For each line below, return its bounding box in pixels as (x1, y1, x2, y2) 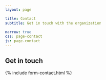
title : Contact (5, 16, 36, 21)
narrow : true (5, 29, 32, 34)
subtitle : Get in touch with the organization (5, 21, 102, 26)
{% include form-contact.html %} (5, 70, 72, 76)
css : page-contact (5, 34, 42, 39)
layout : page (5, 7, 32, 12)
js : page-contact (5, 39, 41, 44)
